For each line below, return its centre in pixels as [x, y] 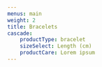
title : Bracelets [32, 27]
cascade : [20, 33]
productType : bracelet [53, 40]
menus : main [24, 14]
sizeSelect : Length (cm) [56, 46]
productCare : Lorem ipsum [58, 53]
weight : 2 [22, 20]
